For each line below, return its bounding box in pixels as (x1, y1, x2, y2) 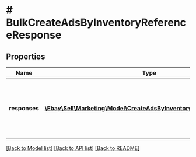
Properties (6, 51, 45, 61)
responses (9, 104, 39, 112)
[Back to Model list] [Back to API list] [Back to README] (6, 145, 140, 152)
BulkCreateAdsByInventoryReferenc (6, 16, 187, 29)
